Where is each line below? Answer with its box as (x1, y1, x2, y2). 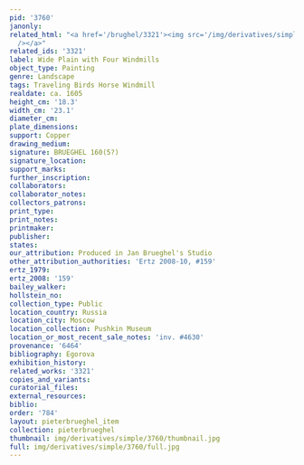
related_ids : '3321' (9, 47, 88, 56)
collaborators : (9, 182, 67, 191)
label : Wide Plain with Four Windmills (9, 55, 160, 64)
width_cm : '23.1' (9, 106, 75, 115)
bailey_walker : (9, 282, 67, 291)
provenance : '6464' (9, 341, 83, 350)
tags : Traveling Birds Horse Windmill (9, 81, 156, 90)
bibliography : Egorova (9, 349, 95, 358)
